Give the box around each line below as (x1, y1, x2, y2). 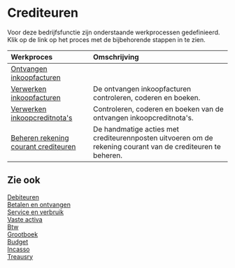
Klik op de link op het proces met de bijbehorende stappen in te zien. (7, 35, 206, 43)
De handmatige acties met (93, 124, 180, 134)
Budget (7, 237, 29, 246)
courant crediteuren (10, 141, 76, 151)
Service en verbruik (7, 208, 64, 216)
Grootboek (7, 230, 38, 239)
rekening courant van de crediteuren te (93, 141, 222, 151)
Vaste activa (7, 215, 43, 223)
